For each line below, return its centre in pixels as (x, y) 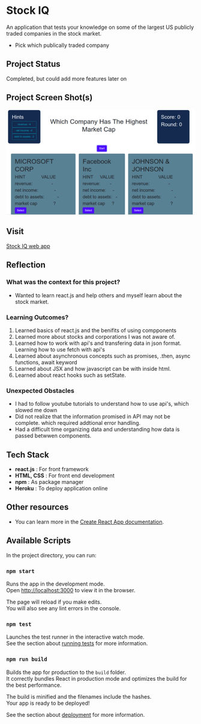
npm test (19, 624)
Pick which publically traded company (62, 45)
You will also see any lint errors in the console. (64, 608)
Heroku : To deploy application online (61, 488)
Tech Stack (28, 455)
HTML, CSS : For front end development (65, 475)
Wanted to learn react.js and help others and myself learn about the (98, 295)
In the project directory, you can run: (51, 555)
